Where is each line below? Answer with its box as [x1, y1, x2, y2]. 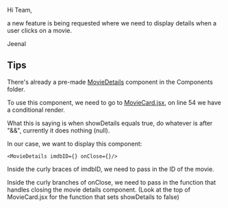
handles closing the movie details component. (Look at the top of [7, 185, 190, 194]
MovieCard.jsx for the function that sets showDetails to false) [7, 192, 180, 201]
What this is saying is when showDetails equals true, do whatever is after [7, 119, 213, 127]
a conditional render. [7, 106, 65, 114]
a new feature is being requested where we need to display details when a [7, 19, 217, 27]
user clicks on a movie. [7, 27, 73, 34]
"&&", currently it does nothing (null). [7, 126, 110, 135]
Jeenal [7, 40, 26, 47]
